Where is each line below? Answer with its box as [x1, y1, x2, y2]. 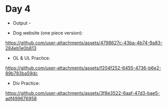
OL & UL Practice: [12, 55, 50, 61]
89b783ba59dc [5, 70, 38, 76]
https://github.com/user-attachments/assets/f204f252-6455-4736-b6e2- [5, 65, 161, 71]
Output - [12, 20, 31, 26]
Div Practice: [12, 80, 40, 86]
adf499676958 [5, 95, 37, 101]
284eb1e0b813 [5, 45, 37, 51]
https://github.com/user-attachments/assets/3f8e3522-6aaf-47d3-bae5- [5, 90, 160, 96]
